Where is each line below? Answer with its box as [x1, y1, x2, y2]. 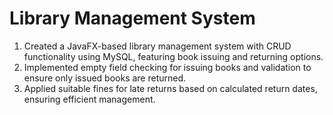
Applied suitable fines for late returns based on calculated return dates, [23, 82, 318, 94]
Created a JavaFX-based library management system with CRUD [23, 40, 292, 52]
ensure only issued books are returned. [23, 72, 187, 84]
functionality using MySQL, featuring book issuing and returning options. [23, 50, 324, 62]
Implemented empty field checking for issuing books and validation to [23, 61, 312, 73]
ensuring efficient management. [23, 93, 156, 105]
